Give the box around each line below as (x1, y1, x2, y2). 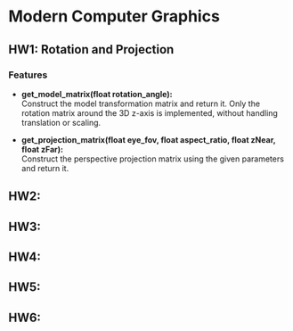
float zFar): (20, 144, 64, 154)
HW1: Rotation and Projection (8, 42, 175, 57)
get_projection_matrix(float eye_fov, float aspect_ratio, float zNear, (20, 134, 276, 145)
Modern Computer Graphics (8, 6, 220, 27)
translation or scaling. (20, 117, 102, 128)
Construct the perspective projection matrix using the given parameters (20, 153, 284, 164)
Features (8, 69, 48, 81)
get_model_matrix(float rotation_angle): (20, 88, 173, 99)
